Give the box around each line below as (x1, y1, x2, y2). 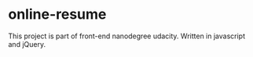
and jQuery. (8, 39, 46, 48)
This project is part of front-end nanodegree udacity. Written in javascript (8, 31, 246, 41)
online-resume (8, 5, 107, 23)
